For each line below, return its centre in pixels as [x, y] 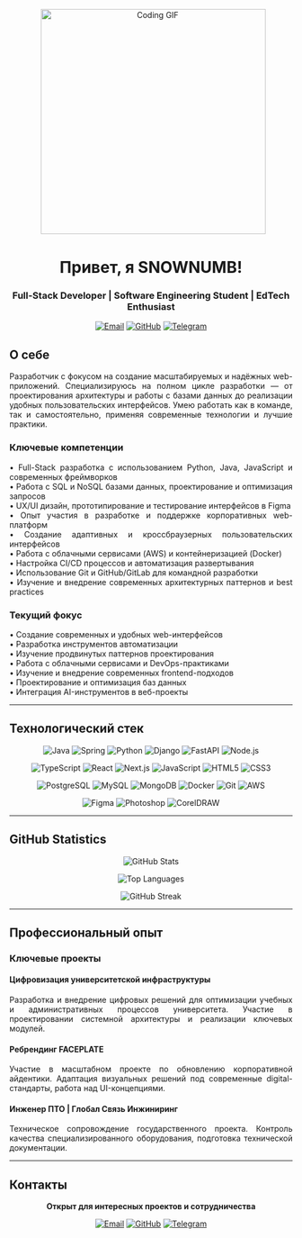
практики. [28, 424]
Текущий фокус [46, 615]
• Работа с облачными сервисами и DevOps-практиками [119, 663]
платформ [28, 524]
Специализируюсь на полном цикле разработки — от [179, 386]
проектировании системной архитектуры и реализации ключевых [151, 1019]
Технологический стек [77, 729]
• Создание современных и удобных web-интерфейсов [116, 634]
